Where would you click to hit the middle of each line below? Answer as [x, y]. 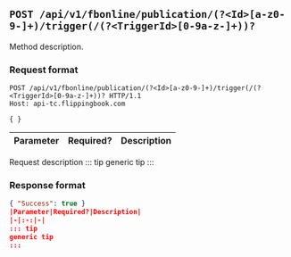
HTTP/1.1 [125, 96]
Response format [48, 186]
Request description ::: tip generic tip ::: [82, 162]
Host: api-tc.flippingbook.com [67, 104]
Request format [44, 70]
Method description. [46, 46]
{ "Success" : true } [48, 204]
